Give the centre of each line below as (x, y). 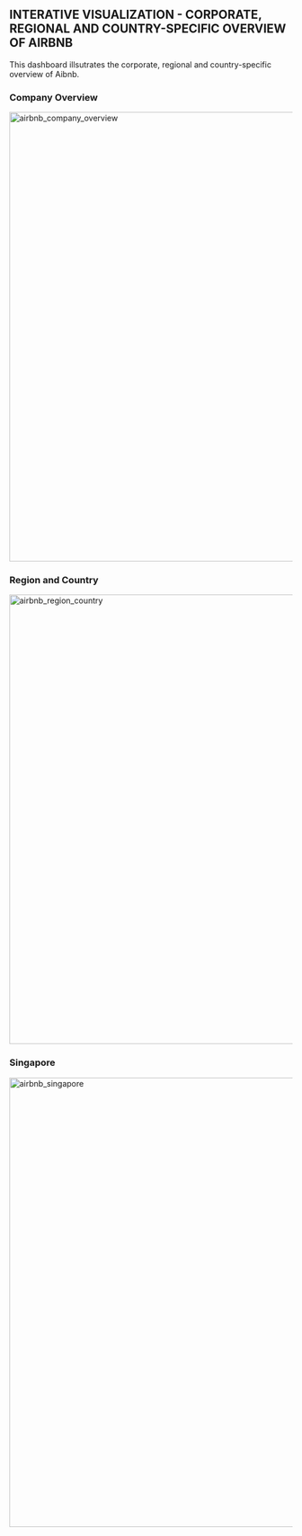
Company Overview (54, 97)
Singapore (32, 1062)
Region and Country (54, 581)
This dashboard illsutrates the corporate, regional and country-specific (141, 64)
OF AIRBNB (41, 43)
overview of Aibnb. (44, 74)
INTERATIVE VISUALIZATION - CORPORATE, (136, 15)
